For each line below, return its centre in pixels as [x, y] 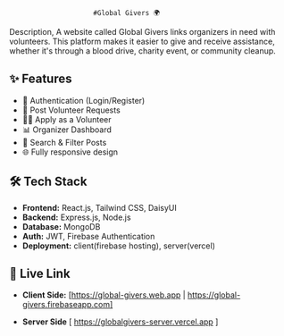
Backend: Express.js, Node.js [76, 217]
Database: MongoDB [61, 226]
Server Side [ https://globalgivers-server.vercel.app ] [120, 322]
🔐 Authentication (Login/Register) [84, 100]
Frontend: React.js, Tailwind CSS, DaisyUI [99, 207]
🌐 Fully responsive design [70, 152]
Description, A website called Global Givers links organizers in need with [142, 32]
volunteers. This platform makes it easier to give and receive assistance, [142, 41]
